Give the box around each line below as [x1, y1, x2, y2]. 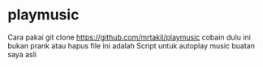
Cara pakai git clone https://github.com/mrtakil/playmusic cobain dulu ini [7, 32, 251, 42]
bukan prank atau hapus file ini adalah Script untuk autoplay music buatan [7, 40, 255, 50]
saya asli [7, 49, 37, 59]
